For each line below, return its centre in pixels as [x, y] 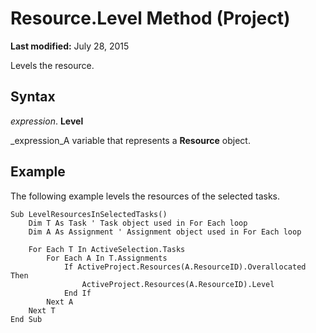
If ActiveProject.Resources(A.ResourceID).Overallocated [185, 267]
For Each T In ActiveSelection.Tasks [107, 249]
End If [77, 293]
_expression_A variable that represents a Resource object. [130, 140]
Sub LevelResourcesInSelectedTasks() [89, 214]
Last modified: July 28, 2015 [70, 46]
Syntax [33, 97]
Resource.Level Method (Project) [150, 18]
